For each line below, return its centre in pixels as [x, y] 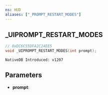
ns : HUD [13, 10]
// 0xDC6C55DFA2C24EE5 [29, 46]
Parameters [24, 75]
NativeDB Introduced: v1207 [34, 60]
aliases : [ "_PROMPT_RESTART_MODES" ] [43, 14]
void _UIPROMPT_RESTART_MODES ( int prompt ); [51, 51]
